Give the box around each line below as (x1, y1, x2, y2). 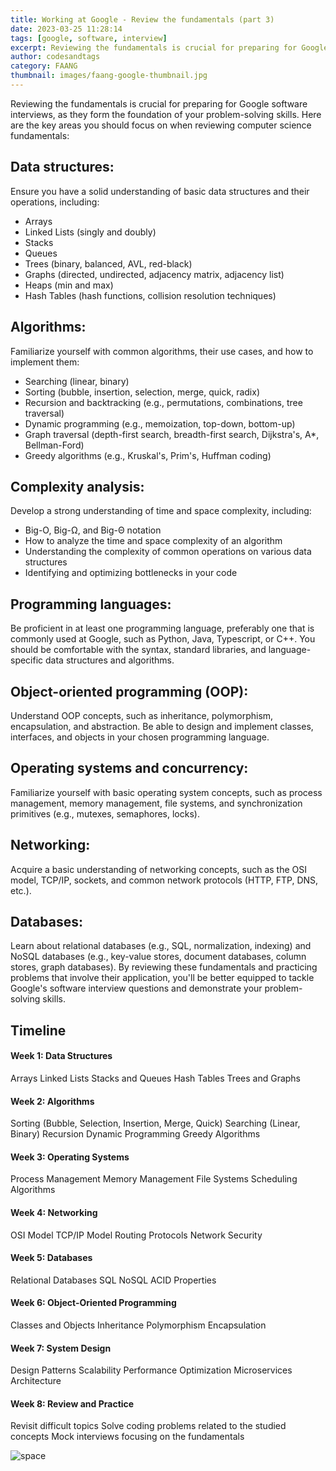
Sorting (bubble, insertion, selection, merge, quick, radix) (24, 386, 260, 398)
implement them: (10, 356, 80, 368)
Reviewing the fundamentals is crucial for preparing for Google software (10, 97, 308, 110)
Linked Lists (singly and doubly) (24, 226, 157, 238)
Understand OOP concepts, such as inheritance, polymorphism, (10, 709, 274, 721)
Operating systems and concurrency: (10, 760, 249, 777)
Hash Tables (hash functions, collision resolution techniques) (24, 289, 277, 301)
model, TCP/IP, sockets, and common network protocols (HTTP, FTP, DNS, (10, 874, 319, 886)
